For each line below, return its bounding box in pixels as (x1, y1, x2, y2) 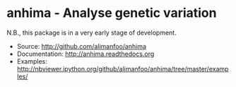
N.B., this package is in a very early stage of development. (6, 28, 177, 37)
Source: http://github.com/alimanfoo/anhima (16, 42, 146, 50)
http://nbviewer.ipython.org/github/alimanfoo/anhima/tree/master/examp (16, 64, 229, 73)
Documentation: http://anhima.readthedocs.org (16, 50, 155, 58)
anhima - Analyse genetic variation (6, 5, 217, 21)
